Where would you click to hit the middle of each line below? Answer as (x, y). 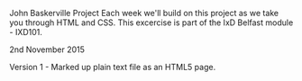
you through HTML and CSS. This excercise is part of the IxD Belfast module (151, 22)
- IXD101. (26, 32)
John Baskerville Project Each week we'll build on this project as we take (144, 13)
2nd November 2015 (47, 49)
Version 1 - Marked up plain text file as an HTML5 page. (113, 67)
